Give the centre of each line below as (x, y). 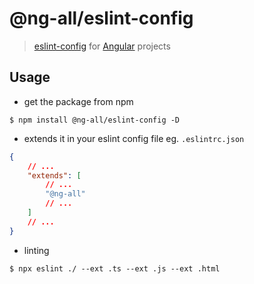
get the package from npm (78, 101)
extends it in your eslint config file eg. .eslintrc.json (134, 138)
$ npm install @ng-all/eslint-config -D (95, 120)
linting (36, 250)
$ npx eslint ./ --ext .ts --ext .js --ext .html (115, 268)
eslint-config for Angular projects (102, 46)
